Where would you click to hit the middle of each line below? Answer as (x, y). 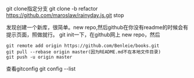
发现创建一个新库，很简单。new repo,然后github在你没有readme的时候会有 (97, 27)
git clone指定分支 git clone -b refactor (52, 9)
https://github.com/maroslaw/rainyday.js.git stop (65, 15)
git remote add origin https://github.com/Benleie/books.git (83, 46)
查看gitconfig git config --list (41, 69)
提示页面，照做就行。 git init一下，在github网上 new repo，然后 (83, 35)
